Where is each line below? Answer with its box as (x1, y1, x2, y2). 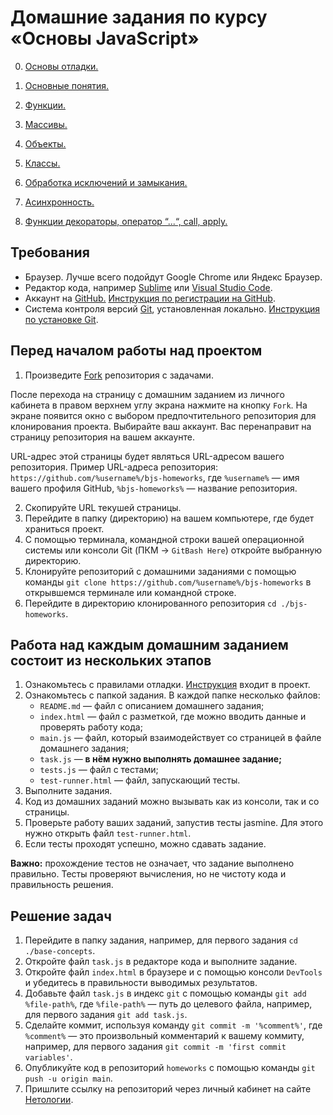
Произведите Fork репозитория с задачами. (24, 369, 214, 381)
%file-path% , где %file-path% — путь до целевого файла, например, (24, 998, 313, 1010)
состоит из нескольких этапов (10, 652, 212, 669)
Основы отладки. (24, 60, 99, 72)
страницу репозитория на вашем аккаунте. (10, 431, 195, 443)
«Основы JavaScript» (10, 27, 200, 50)
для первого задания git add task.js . (24, 1009, 188, 1021)
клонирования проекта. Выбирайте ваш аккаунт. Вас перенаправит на (10, 420, 312, 432)
